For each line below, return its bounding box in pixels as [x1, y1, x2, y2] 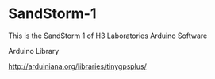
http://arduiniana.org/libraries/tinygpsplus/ [8, 61, 147, 71]
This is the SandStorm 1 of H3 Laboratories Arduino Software [8, 31, 208, 40]
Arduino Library [8, 46, 60, 55]
